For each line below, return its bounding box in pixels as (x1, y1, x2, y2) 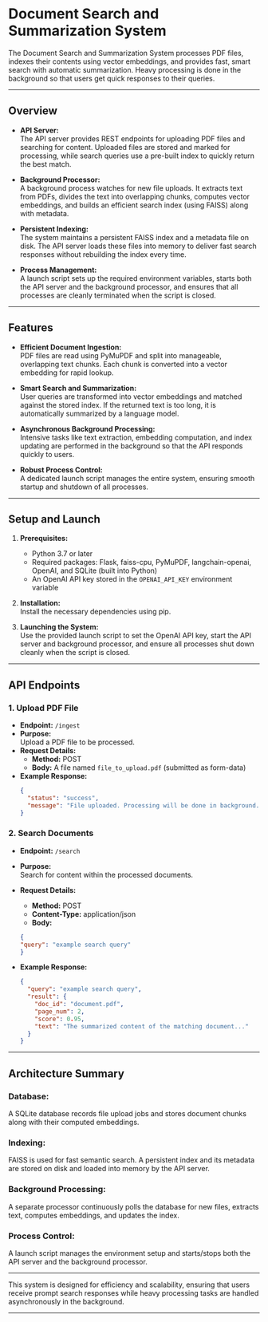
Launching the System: (19, 622, 99, 632)
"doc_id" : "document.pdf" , (34, 1000, 124, 1008)
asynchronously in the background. (8, 1296, 125, 1306)
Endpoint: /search (19, 846, 81, 855)
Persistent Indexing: (19, 224, 89, 234)
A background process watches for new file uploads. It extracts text (19, 183, 243, 192)
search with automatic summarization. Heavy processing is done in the (8, 65, 242, 74)
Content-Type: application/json (31, 909, 136, 918)
